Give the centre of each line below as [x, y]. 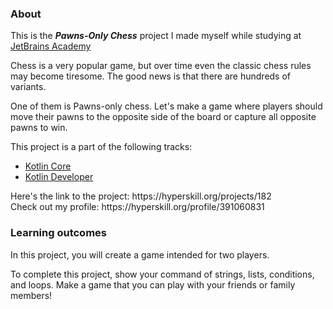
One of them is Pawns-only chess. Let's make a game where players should [166, 106]
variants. [28, 87]
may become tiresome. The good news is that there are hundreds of [151, 76]
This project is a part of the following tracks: [101, 147]
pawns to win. [39, 128]
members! [31, 295]
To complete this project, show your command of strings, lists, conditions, [162, 274]
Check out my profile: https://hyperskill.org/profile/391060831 [137, 207]
